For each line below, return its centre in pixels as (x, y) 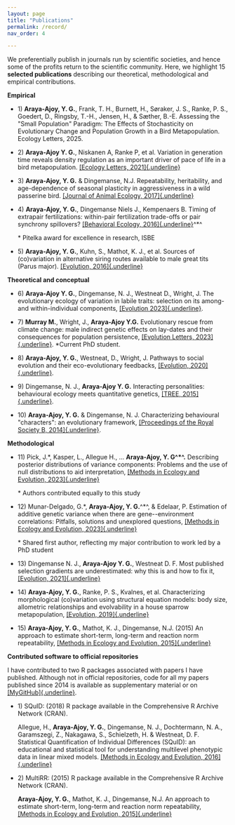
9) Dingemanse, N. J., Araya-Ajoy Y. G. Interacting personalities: (111, 387)
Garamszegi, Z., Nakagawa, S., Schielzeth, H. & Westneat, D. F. (108, 735)
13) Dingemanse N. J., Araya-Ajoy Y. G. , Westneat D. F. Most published (121, 564)
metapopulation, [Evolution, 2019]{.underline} (83, 615)
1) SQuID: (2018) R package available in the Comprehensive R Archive (118, 706)
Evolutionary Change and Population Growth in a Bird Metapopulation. (118, 131)
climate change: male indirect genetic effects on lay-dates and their (115, 330)
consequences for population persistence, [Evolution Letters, (106, 337)
